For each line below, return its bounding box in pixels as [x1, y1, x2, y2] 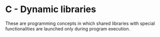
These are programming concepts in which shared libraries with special [5, 20, 155, 26]
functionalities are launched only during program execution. [5, 25, 131, 31]
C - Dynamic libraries [5, 4, 97, 15]
